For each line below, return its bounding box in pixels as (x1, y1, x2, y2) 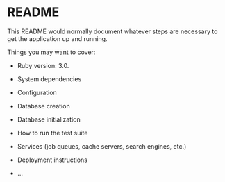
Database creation (17, 101, 71, 110)
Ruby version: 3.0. (17, 61, 69, 69)
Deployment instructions (17, 156, 88, 164)
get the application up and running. (7, 34, 108, 42)
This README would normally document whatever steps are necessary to (7, 27, 218, 35)
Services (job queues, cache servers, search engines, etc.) (17, 142, 187, 150)
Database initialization (17, 115, 81, 124)
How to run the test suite (17, 129, 88, 137)
